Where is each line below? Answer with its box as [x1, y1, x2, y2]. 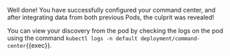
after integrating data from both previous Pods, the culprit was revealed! [7, 13, 215, 21]
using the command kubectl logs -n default [7, 34, 138, 42]
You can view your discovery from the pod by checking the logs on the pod [7, 27, 224, 35]
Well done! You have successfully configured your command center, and [7, 6, 216, 14]
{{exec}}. [25, 41, 52, 49]
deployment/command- [140, 35, 201, 42]
